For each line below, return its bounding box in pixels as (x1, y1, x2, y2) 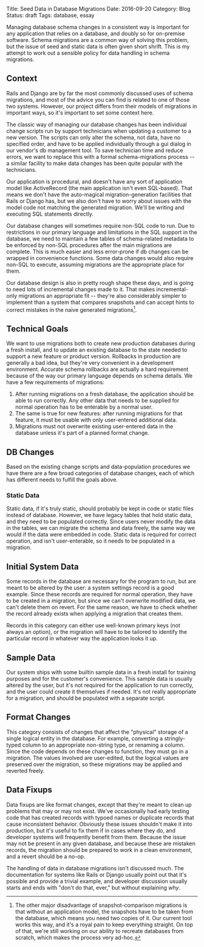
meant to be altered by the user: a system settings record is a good (6, 584, 174, 591)
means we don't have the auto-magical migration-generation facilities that (6, 191, 192, 198)
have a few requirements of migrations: (6, 379, 104, 386)
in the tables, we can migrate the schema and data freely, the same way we (6, 524, 195, 532)
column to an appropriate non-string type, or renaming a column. (22, 741, 185, 748)
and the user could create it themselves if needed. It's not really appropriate (6, 688, 197, 695)
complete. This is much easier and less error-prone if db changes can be (6, 248, 189, 255)
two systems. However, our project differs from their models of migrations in (6, 102, 197, 110)
